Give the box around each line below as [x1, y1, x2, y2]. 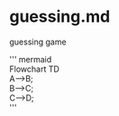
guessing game [9, 36, 67, 47]
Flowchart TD [9, 63, 60, 74]
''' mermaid [9, 53, 52, 64]
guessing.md [9, 6, 111, 27]
